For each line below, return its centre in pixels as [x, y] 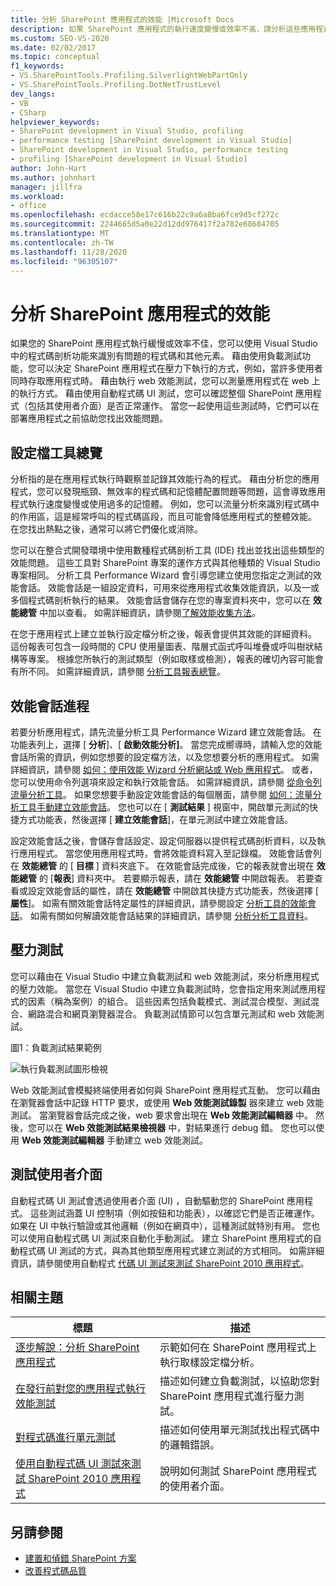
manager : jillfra [46, 187]
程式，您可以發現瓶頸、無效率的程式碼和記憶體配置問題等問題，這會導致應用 [168, 492]
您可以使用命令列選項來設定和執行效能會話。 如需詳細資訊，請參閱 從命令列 [166, 782]
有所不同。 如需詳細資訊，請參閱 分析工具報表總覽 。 [118, 672]
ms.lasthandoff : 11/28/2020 [69, 252]
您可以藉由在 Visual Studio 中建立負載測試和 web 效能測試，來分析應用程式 [165, 976]
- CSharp [28, 112]
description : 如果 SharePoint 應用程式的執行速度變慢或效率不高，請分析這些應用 [163, 29]
